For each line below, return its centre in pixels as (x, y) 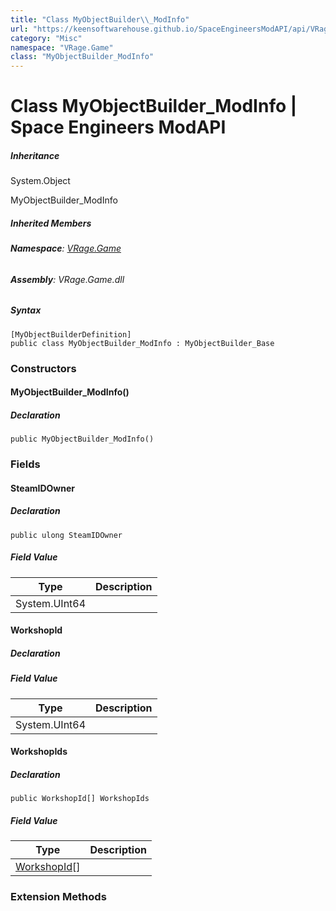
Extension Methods (58, 897)
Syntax (26, 310)
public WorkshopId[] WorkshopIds (80, 799)
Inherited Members (51, 223)
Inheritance (35, 155)
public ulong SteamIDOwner (66, 535)
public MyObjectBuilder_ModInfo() (82, 439)
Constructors (43, 368)
